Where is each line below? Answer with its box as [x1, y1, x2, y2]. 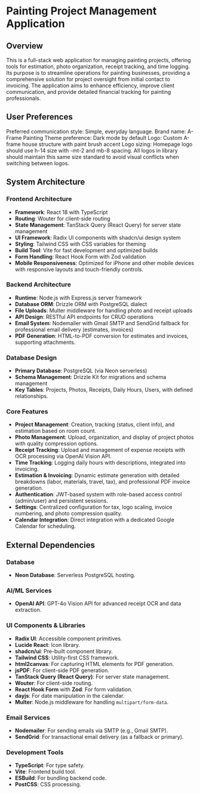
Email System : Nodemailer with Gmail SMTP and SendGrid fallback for [14, 319, 189, 326]
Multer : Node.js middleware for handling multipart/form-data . [14, 698, 169, 706]
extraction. [14, 606, 42, 613]
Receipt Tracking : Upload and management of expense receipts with [14, 447, 186, 454]
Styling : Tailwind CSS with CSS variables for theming [14, 240, 146, 248]
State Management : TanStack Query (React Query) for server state [14, 221, 181, 228]
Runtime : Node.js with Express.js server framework [14, 294, 142, 301]
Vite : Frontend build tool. [14, 768, 76, 775]
